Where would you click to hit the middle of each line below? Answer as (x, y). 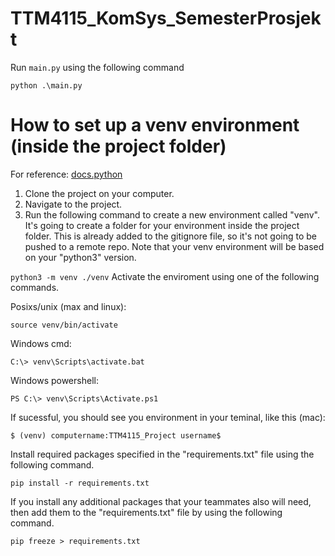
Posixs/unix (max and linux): (68, 306)
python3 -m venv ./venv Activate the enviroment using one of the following (165, 276)
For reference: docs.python (66, 174)
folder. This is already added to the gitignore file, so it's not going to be (171, 236)
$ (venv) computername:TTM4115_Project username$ (116, 435)
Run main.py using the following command (97, 67)
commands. (35, 287)
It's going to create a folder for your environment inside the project (162, 225)
